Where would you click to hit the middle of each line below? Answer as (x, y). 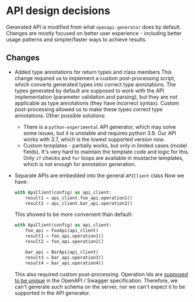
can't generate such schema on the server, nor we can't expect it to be (100, 286)
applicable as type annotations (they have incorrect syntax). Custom (97, 103)
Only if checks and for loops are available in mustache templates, (103, 158)
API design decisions (58, 11)
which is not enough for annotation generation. (79, 164)
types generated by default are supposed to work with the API (89, 90)
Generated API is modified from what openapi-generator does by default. (94, 27)
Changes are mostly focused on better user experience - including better (94, 33)
